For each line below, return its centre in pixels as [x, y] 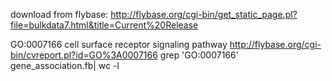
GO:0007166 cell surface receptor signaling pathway [119, 44]
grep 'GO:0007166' [199, 55]
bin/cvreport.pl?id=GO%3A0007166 [84, 55]
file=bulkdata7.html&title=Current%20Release [104, 25]
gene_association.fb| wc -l [65, 65]
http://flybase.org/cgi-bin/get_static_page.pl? [204, 14]
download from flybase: [59, 14]
